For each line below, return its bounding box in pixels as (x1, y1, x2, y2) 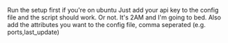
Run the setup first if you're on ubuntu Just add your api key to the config (7, 6, 219, 14)
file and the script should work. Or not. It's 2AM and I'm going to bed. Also (7, 13, 222, 21)
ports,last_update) (7, 28, 59, 36)
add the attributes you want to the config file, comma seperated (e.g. (7, 21, 206, 28)
